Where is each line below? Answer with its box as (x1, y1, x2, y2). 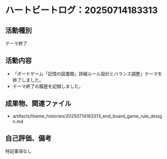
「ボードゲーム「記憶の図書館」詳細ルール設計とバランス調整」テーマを (12, 71, 162, 77)
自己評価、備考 (5, 134, 52, 143)
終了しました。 (12, 77, 44, 83)
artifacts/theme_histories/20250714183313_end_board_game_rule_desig (12, 113, 162, 119)
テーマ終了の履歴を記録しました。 (12, 83, 83, 89)
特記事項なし (5, 148, 32, 154)
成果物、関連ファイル (5, 99, 71, 108)
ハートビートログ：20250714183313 (5, 5, 158, 16)
